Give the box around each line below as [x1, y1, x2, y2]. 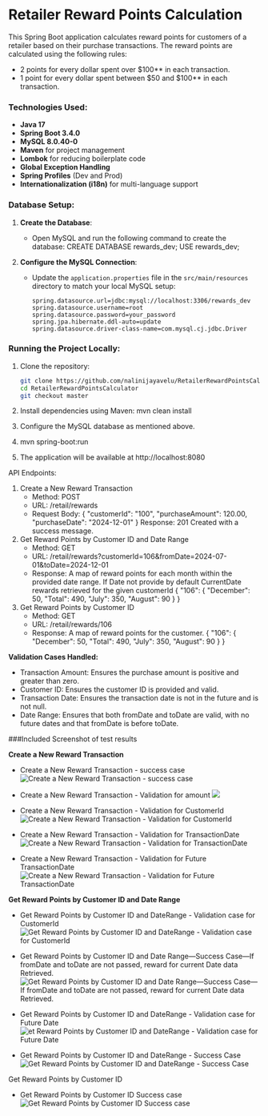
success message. [31, 526, 94, 536]
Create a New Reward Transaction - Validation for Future [19, 854, 206, 864]
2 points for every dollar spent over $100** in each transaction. [19, 64, 230, 74]
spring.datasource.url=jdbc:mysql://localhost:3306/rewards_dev [31, 296, 251, 305]
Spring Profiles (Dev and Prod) [19, 171, 123, 181]
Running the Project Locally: [8, 343, 121, 354]
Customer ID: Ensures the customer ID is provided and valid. [19, 684, 219, 694]
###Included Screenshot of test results [8, 734, 138, 744]
